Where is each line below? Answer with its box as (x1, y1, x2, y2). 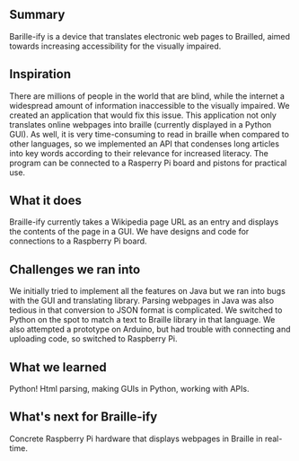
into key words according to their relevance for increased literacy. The (9, 147, 269, 158)
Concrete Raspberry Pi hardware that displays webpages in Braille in (9, 433, 263, 444)
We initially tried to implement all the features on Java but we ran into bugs (9, 286, 286, 297)
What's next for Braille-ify (9, 409, 158, 425)
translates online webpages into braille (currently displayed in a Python (9, 119, 272, 129)
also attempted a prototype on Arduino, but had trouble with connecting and (9, 324, 291, 335)
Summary (9, 7, 66, 22)
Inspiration (9, 66, 72, 82)
